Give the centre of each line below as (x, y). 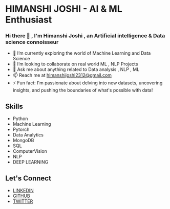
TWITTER (23, 201)
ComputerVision (30, 151)
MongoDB (23, 141)
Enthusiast (29, 20)
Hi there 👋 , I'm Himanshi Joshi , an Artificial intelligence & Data (85, 36)
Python (20, 119)
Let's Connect (28, 178)
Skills (14, 106)
